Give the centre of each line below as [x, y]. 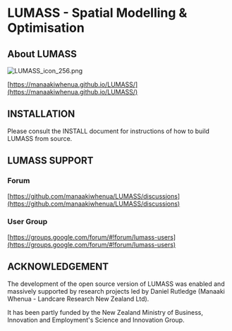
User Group [28, 222]
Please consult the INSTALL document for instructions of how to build [109, 131]
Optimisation [46, 28]
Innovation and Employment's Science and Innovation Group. [96, 320]
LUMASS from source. [40, 138]
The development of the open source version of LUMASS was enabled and [116, 284]
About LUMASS [42, 54]
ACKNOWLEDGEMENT [58, 267]
